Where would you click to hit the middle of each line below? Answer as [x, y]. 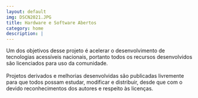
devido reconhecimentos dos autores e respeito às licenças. [80, 88]
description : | [25, 34]
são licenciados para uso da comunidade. [57, 64]
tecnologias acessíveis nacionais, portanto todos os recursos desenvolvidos [99, 57]
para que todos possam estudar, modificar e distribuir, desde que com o [94, 82]
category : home [25, 28]
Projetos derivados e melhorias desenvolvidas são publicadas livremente [95, 76]
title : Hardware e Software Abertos [51, 23]
